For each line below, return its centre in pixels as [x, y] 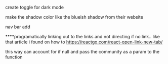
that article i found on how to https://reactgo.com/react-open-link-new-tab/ [84, 42]
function [14, 57]
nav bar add [18, 27]
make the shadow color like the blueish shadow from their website [74, 17]
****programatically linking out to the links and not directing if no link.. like [83, 37]
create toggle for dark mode [35, 7]
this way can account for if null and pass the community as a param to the [82, 52]
